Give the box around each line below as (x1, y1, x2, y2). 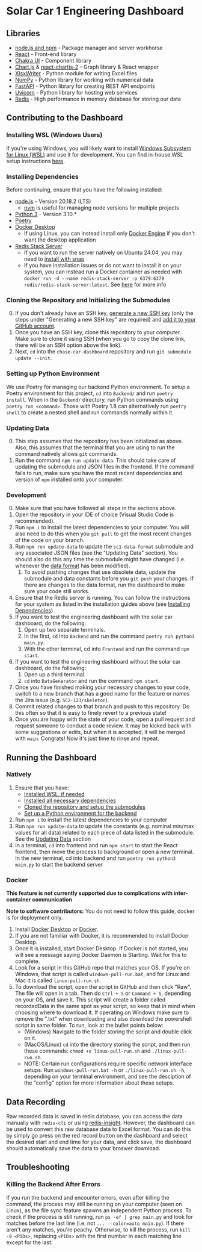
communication (32, 896, 73, 903)
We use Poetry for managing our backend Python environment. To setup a (6, 383, 191, 390)
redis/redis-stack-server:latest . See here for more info (23, 281, 167, 288)
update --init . (14, 354, 52, 362)
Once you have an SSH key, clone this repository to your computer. (14, 329, 182, 336)
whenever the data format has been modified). (14, 562, 130, 570)
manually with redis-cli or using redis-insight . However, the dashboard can (6, 1119, 195, 1126)
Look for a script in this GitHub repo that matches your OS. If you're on (14, 964, 191, 971)
